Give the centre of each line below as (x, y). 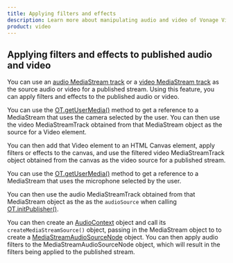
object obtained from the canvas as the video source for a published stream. (116, 161)
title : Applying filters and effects (62, 13)
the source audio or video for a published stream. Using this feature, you (111, 89)
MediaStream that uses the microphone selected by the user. (94, 181)
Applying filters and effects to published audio (110, 54)
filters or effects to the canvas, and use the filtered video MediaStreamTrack (116, 153)
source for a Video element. (47, 132)
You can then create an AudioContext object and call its (87, 223)
